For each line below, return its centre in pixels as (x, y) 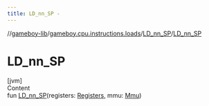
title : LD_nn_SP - (34, 14)
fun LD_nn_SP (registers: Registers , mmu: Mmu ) (74, 95)
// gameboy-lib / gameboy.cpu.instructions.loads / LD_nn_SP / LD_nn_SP (104, 33)
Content (19, 88)
